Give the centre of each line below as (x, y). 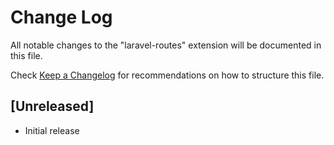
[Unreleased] (52, 106)
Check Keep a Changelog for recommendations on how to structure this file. (167, 75)
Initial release (52, 130)
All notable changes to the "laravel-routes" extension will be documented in (166, 45)
